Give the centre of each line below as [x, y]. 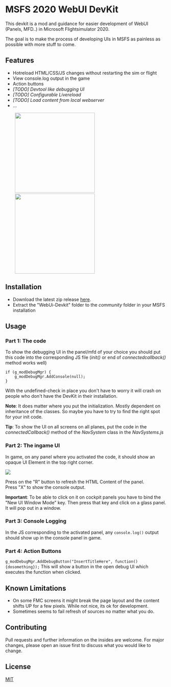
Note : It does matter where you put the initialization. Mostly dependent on [83, 406]
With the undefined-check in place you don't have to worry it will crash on [83, 391]
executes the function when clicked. [43, 572]
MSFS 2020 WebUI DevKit [62, 9]
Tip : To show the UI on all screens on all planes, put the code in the [76, 427]
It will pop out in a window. [33, 508]
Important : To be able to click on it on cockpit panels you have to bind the [83, 497]
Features [20, 61]
